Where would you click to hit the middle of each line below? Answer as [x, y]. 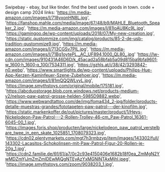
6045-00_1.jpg [20, 122]
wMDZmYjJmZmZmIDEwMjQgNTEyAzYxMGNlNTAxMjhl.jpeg [67, 159]
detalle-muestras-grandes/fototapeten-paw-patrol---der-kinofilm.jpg [75, 106]
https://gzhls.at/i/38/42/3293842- [112, 65]
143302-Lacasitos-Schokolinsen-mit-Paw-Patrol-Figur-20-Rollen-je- [75, 143]
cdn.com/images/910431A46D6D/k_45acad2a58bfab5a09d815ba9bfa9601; [82, 59]
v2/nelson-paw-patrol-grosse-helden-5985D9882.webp [62, 96]
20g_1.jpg [15, 148]
